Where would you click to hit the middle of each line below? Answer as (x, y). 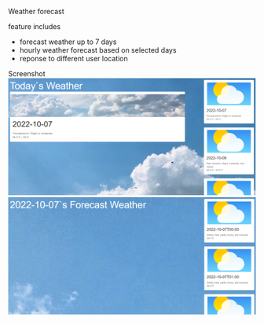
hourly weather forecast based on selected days (98, 50)
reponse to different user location (73, 59)
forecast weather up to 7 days (68, 42)
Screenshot (27, 73)
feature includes (35, 26)
